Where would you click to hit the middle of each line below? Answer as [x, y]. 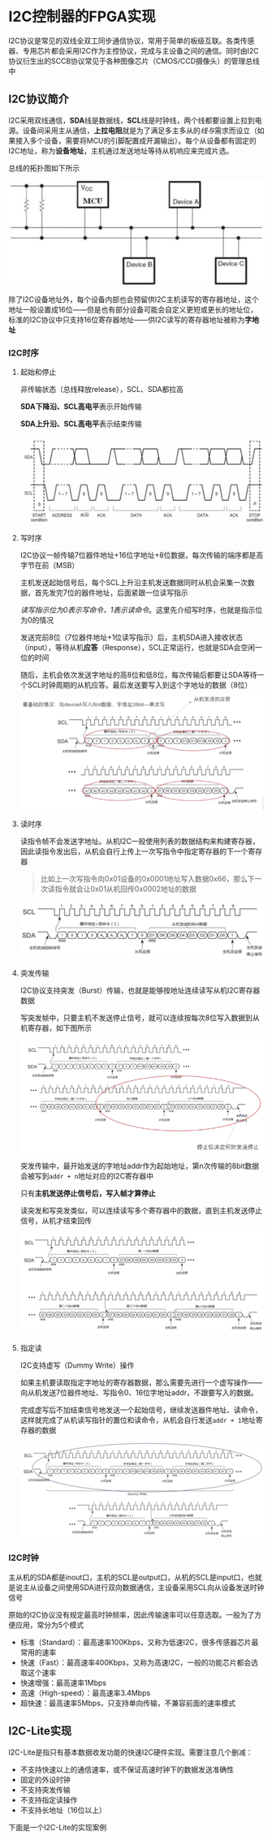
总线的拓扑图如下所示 [44, 168]
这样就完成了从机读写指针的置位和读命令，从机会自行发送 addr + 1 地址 [138, 1420]
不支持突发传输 [45, 1790]
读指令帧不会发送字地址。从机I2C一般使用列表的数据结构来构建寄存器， [140, 841]
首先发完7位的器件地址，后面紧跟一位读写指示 [111, 593]
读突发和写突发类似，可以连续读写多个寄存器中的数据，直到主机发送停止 [141, 1211]
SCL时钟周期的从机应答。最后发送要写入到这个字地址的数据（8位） [140, 685]
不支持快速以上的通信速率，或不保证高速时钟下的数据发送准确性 [127, 1769]
